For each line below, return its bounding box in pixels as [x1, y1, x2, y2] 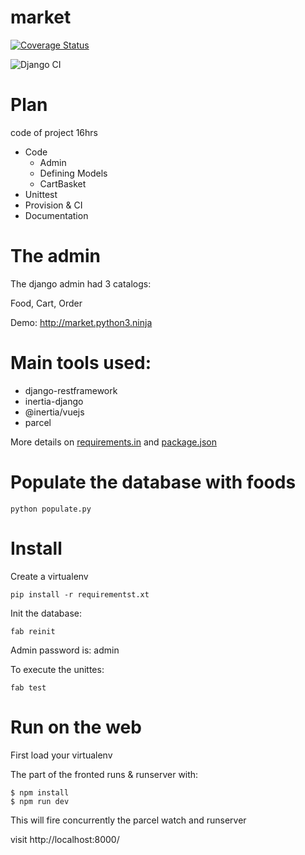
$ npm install [10, 787, 70, 798]
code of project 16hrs [10, 126, 98, 138]
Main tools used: [10, 352, 152, 374]
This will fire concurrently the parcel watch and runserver [10, 814, 247, 826]
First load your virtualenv [10, 749, 113, 761]
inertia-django [24, 395, 84, 407]
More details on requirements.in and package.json [10, 436, 217, 448]
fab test [10, 682, 47, 693]
